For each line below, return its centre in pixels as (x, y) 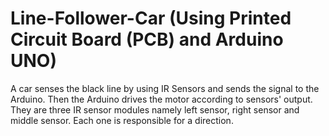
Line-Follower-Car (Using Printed (151, 18)
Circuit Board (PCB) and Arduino (147, 39)
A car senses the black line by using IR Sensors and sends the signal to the (165, 88)
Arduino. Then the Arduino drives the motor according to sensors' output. (161, 99)
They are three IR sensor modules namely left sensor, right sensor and (155, 109)
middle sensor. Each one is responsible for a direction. (122, 120)
